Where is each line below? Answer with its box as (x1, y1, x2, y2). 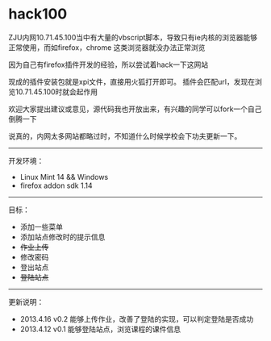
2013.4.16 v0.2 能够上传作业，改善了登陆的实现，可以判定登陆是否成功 (19, 314, 254, 323)
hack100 (8, 5, 68, 23)
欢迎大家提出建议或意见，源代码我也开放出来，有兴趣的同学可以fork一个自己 (8, 104, 262, 114)
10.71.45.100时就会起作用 (15, 86, 98, 97)
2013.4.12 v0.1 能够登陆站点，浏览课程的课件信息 (19, 324, 181, 334)
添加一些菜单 (19, 222, 63, 231)
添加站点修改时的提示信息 (19, 231, 106, 242)
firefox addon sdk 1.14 (19, 181, 93, 190)
